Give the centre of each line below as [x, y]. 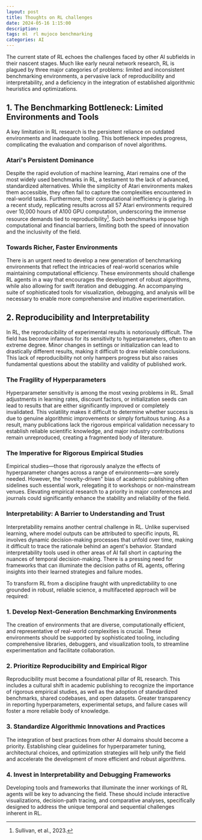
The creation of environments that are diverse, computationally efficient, [96, 625]
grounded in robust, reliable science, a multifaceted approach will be [91, 590]
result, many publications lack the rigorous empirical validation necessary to [101, 425]
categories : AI [25, 40]
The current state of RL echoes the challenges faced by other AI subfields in [101, 57]
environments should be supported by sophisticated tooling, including [93, 638]
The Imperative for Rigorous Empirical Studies [75, 453]
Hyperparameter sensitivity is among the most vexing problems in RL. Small [100, 393]
